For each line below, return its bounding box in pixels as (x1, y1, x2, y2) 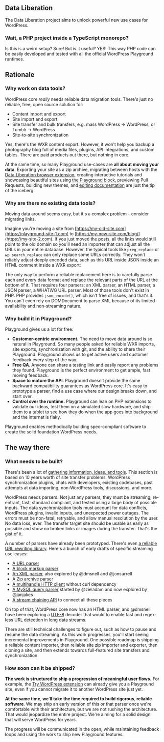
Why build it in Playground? (5, 315, 72, 322)
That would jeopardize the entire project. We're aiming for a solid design (5, 712, 151, 717)
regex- (143, 612, 157, 618)
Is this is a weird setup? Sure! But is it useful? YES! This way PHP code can (5, 46, 156, 52)
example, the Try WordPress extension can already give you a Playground (5, 681, 154, 687)
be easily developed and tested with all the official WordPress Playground (5, 51, 153, 57)
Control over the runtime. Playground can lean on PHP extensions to (12, 399, 152, 404)
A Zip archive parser (12, 576, 54, 582)
